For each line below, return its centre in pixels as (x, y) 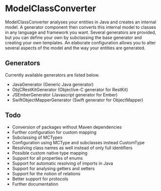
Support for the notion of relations (46, 173)
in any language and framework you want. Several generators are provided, (81, 32)
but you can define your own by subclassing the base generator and (73, 38)
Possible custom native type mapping (50, 153)
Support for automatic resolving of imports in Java (63, 163)
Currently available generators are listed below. (52, 75)
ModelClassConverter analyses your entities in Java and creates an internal (81, 22)
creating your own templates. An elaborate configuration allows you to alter (80, 42)
